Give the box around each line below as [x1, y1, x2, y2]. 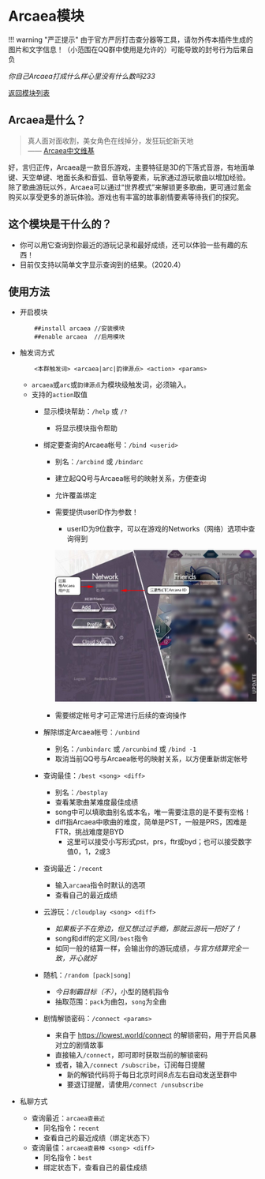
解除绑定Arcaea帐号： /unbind [43, 727, 140, 737]
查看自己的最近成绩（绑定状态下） [43, 1133, 155, 1143]
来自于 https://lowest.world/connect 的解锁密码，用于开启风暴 [54, 1031, 257, 1040]
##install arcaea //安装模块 [34, 325, 125, 332]
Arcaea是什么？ [8, 114, 87, 127]
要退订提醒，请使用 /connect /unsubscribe [66, 1079, 203, 1090]
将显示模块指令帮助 [54, 423, 118, 433]
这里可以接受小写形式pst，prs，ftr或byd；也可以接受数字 [66, 837, 252, 847]
